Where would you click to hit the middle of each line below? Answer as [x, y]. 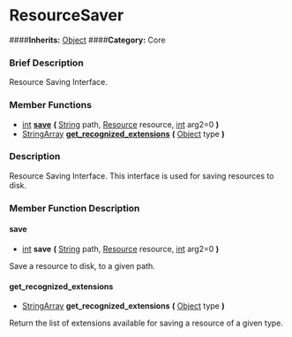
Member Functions [51, 105]
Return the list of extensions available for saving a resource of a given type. [146, 323]
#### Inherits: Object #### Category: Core [87, 40]
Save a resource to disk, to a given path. [82, 265]
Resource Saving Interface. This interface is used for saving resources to [142, 176]
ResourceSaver [67, 15]
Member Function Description [75, 208]
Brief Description [46, 63]
